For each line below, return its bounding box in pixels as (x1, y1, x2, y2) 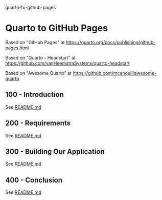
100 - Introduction (5, 90, 64, 99)
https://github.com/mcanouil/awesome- (73, 70, 157, 76)
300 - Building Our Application (5, 147, 105, 156)
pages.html (5, 45, 29, 51)
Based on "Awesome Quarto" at (5, 70, 72, 76)
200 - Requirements (5, 119, 71, 128)
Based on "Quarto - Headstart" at (5, 54, 76, 61)
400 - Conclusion (5, 175, 63, 184)
